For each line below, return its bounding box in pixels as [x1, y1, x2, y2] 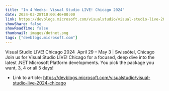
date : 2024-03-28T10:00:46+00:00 [5, 12, 75, 17]
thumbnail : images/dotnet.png [5, 30, 69, 35]
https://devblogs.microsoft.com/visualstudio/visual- [43, 74, 151, 80]
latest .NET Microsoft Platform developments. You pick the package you [5, 59, 154, 65]
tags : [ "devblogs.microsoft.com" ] [5, 35, 78, 40]
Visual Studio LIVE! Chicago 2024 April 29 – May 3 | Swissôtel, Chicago [5, 48, 155, 55]
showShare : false [5, 21, 42, 26]
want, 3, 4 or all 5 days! [5, 64, 54, 70]
